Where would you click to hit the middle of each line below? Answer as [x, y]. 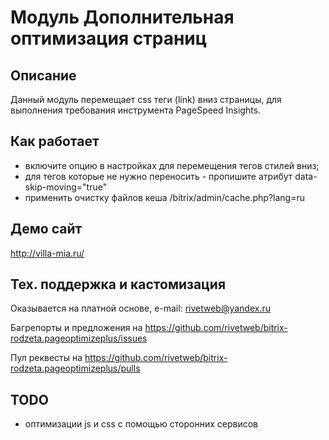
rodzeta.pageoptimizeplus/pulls [75, 368]
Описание [43, 75]
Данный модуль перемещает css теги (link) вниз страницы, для [146, 99]
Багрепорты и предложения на [76, 328]
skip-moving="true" [66, 187]
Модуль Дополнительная [122, 17]
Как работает [55, 141]
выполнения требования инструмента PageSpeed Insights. [136, 110]
